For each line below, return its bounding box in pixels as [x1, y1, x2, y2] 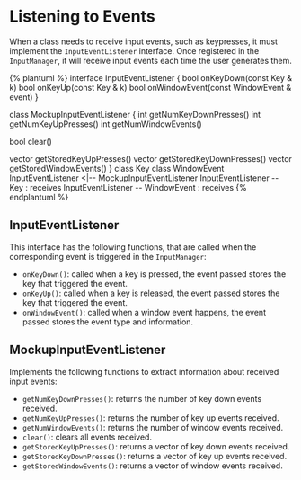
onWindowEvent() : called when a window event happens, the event [22, 307, 267, 317]
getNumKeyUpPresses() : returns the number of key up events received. [22, 412, 279, 423]
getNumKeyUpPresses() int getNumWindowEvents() [9, 119, 202, 129]
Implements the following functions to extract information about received [9, 366, 279, 377]
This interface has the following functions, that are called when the [9, 241, 257, 253]
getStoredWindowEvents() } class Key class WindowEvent [9, 163, 225, 173]
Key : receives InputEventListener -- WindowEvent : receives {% [9, 182, 247, 192]
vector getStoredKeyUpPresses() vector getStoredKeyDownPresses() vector [9, 153, 292, 164]
